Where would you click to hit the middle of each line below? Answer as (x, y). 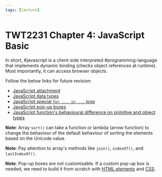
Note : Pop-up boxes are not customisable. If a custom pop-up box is (77, 163)
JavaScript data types (36, 96)
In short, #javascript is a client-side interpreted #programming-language (81, 60)
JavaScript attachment (36, 91)
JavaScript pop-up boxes (39, 107)
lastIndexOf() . (21, 154)
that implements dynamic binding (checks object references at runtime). (81, 65)
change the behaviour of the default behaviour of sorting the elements (79, 133)
